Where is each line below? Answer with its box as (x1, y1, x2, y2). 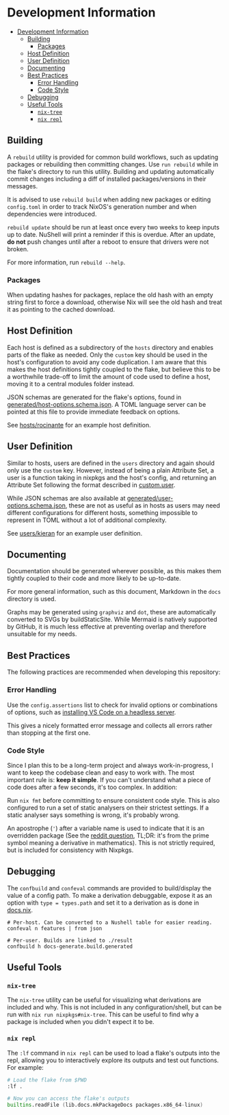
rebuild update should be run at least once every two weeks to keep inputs (7, 223, 220, 231)
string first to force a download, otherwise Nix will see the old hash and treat (7, 298, 222, 306)
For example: (7, 1063, 44, 1071)
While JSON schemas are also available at (7, 494, 126, 502)
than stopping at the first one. (7, 728, 91, 737)
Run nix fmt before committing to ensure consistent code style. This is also (7, 796, 220, 804)
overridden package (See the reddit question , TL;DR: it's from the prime (7, 831, 210, 840)
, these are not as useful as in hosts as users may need (65, 501, 221, 510)
